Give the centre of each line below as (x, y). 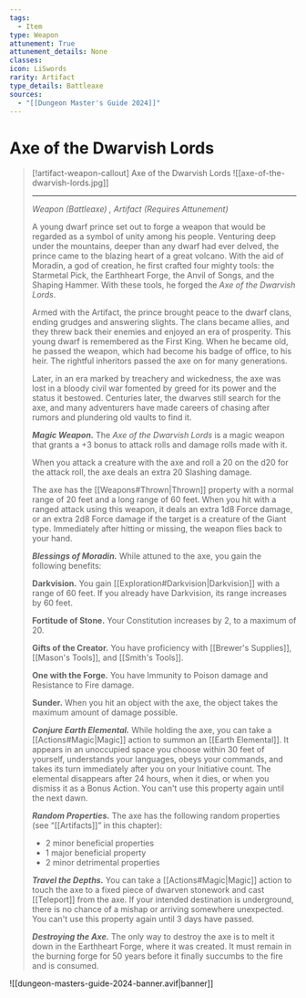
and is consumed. (65, 966)
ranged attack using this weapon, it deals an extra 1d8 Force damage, (162, 510)
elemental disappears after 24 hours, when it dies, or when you (150, 779)
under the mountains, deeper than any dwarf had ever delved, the (155, 247)
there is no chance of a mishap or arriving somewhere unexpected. (158, 909)
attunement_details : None (58, 52)
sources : (26, 94)
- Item (30, 26)
